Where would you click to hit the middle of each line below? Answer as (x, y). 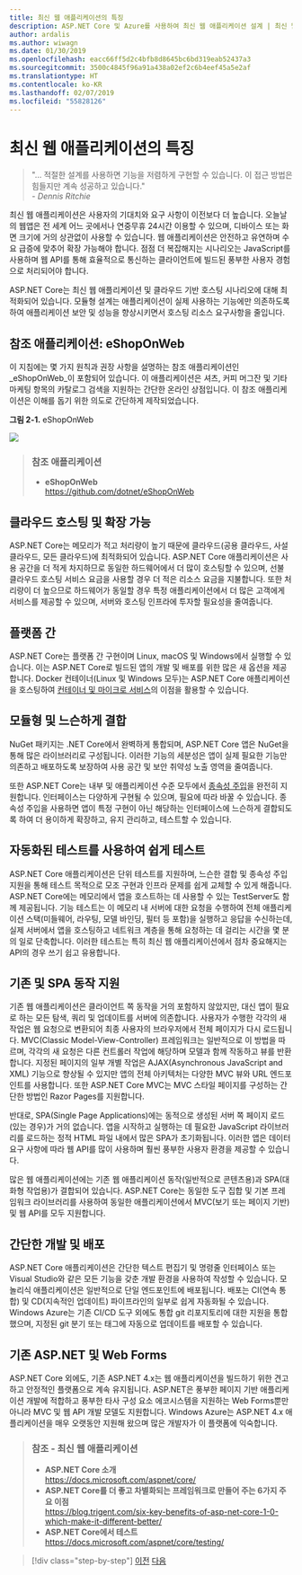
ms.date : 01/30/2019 (48, 51)
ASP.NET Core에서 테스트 (91, 1532)
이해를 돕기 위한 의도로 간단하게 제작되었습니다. (116, 401)
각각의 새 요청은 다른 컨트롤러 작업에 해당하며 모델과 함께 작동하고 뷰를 (152, 1051)
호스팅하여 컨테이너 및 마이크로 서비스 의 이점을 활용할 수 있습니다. (133, 690)
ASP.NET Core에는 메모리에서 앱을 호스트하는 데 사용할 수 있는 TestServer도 (145, 896)
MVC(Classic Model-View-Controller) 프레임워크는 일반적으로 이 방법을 (149, 1040)
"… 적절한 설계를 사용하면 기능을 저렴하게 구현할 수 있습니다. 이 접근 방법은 (162, 175)
